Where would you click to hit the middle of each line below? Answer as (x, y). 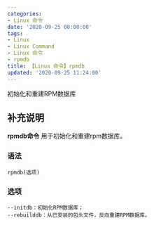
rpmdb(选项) (23, 172)
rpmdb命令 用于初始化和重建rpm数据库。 (67, 136)
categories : (24, 14)
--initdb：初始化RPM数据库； (45, 207)
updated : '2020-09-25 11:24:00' (54, 72)
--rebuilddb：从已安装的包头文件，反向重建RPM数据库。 (79, 215)
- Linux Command (31, 46)
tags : (15, 33)
